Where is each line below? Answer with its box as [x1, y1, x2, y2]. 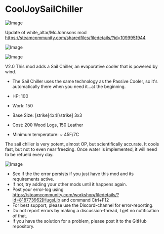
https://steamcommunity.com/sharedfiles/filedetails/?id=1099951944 [5, 35, 146, 41]
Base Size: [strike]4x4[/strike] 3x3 [12, 112, 82, 118]
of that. [12, 213, 27, 219]
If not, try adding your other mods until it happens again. [12, 181, 127, 187]
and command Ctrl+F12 [61, 197, 109, 203]
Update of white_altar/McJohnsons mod [5, 29, 87, 35]
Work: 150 [12, 102, 33, 108]
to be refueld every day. [5, 151, 54, 157]
